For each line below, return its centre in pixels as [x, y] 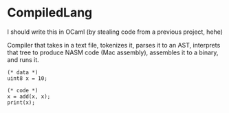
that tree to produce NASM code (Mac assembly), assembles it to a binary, [113, 52]
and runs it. [23, 59]
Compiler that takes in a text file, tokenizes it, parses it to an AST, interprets [114, 45]
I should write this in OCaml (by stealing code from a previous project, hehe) [115, 32]
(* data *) [23, 72]
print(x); [21, 102]
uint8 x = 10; [28, 78]
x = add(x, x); [29, 96]
